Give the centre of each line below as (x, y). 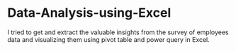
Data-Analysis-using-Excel (89, 13)
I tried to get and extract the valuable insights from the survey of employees (118, 32)
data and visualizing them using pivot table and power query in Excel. (109, 39)
